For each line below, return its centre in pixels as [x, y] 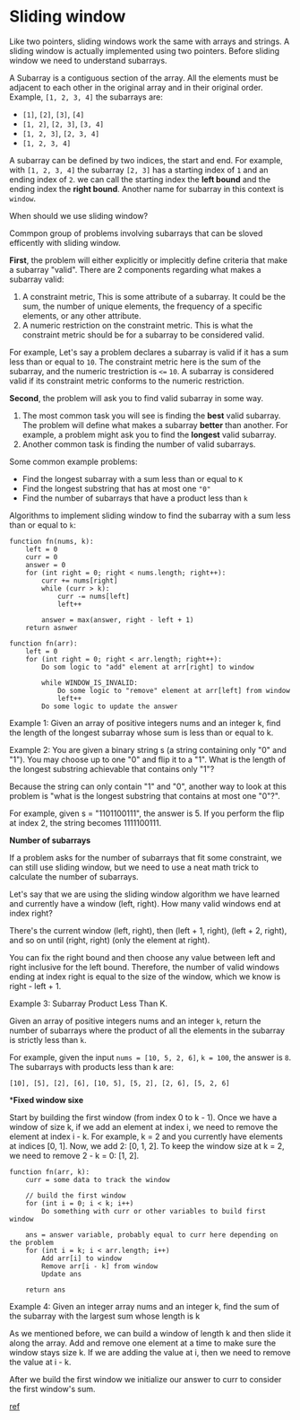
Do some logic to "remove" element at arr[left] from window [174, 690]
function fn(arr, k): [50, 1172]
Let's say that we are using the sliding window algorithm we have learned [145, 894]
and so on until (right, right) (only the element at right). [110, 940]
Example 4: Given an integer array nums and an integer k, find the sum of [144, 1306]
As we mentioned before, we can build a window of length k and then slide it [150, 1333]
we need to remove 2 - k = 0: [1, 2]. [74, 1155]
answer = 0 [46, 565]
